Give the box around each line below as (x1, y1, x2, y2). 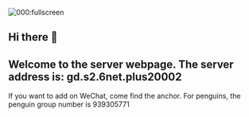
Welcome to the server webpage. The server (8, 57, 234, 71)
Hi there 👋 (8, 30, 58, 44)
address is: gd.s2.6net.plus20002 (8, 70, 182, 84)
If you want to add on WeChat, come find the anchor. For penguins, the (8, 92, 241, 101)
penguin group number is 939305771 (8, 99, 130, 109)
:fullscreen (29, 8, 64, 17)
